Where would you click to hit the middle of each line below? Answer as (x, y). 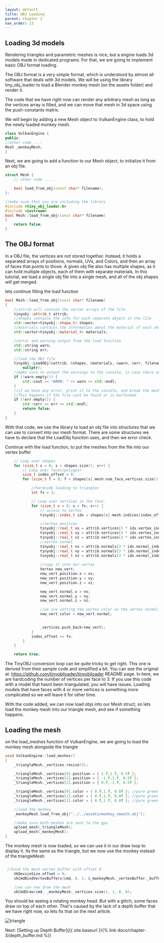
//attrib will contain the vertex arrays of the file (70, 309)
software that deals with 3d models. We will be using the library (69, 80)
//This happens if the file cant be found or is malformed (75, 395)
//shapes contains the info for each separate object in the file (83, 318)
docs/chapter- (132, 930)
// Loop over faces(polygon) (52, 470)
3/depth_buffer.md (24, 936)
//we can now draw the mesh (42, 887)
